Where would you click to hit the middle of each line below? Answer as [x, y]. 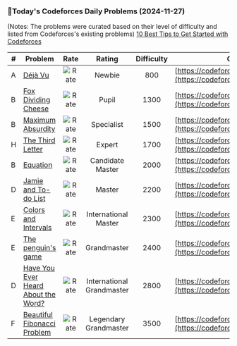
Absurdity [39, 129]
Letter [33, 149]
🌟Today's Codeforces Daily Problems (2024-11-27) [96, 11]
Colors [34, 210]
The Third [39, 140]
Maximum [39, 121]
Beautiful [38, 315]
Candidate [107, 161]
